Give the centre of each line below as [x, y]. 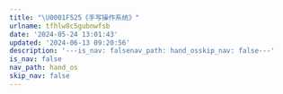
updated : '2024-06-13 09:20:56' [70, 43]
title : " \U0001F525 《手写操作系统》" [75, 17]
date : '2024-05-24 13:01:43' [64, 34]
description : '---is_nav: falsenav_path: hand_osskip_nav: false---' [142, 51]
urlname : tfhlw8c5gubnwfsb [60, 26]
